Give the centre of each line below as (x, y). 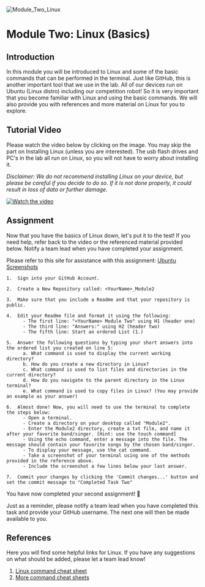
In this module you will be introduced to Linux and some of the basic (92, 72)
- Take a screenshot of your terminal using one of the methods (106, 455)
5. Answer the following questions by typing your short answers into (99, 343)
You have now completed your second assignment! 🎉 (73, 494)
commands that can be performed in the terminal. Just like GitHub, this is (99, 78)
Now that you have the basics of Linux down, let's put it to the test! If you (99, 235)
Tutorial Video (34, 130)
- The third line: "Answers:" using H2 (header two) (91, 326)
